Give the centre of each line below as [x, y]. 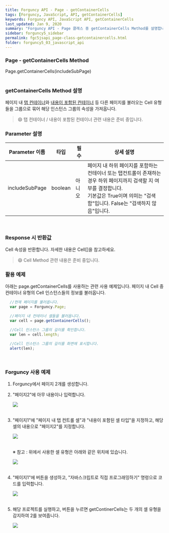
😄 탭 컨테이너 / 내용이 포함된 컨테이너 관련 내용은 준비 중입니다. [80, 119]
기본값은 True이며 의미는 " [117, 195]
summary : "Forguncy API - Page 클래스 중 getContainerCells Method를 [77, 29]
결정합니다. [110, 188]
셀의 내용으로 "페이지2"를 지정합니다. [49, 427]
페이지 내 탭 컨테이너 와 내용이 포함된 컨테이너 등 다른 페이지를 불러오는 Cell [79, 103]
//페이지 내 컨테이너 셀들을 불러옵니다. [45, 316]
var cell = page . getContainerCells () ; [51, 320]
